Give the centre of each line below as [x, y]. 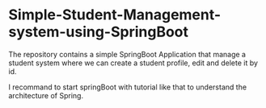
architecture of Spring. [46, 95]
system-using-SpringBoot [98, 32]
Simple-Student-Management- [115, 15]
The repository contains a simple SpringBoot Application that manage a [127, 54]
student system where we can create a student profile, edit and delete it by [133, 63]
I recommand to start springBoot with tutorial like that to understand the [128, 87]
